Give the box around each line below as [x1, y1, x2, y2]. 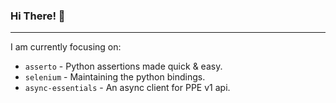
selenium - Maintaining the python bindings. [24, 71, 206, 83]
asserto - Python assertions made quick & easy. [24, 60, 223, 73]
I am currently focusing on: [10, 41, 122, 53]
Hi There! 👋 [10, 9, 66, 23]
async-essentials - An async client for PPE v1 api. [24, 82, 231, 94]
